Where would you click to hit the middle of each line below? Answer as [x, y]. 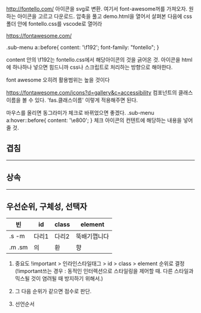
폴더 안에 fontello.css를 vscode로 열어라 [54, 24]
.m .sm [19, 247]
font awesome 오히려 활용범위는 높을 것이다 [58, 80]
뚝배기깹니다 [92, 236]
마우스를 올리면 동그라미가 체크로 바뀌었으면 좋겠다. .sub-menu [80, 113]
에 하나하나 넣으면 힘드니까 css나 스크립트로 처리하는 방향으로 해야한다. [89, 67]
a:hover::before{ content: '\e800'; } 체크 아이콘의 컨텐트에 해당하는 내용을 [94, 120]
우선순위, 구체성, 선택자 [47, 207]
